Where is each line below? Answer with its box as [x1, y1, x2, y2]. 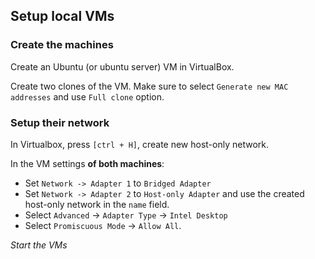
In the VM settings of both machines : [10, 157, 165, 169]
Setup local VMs [10, 8, 115, 25]
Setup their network [10, 115, 110, 129]
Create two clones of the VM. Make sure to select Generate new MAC [10, 80, 289, 92]
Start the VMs [10, 239, 68, 251]
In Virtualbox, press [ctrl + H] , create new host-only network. [10, 138, 270, 150]
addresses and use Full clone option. [10, 90, 165, 103]
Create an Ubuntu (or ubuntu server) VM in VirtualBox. [10, 60, 235, 73]
